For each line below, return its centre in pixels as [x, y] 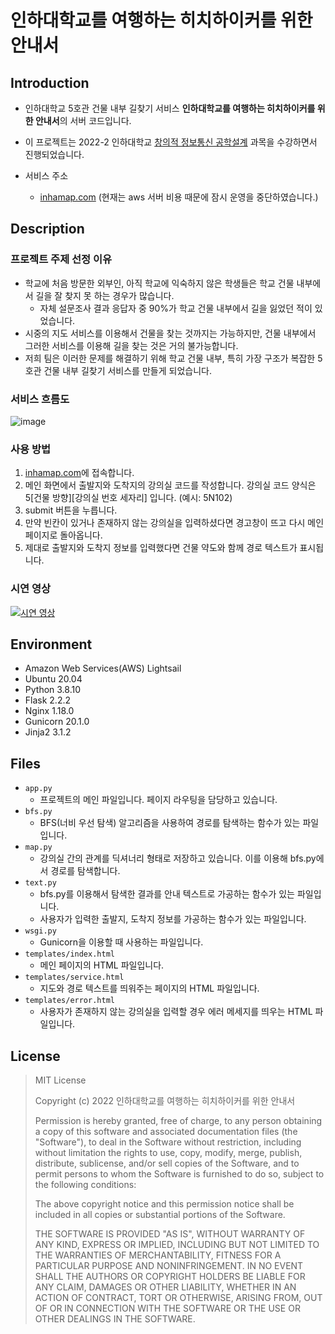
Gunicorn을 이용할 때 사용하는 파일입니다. [121, 942]
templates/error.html [69, 1001]
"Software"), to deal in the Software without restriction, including [168, 1142]
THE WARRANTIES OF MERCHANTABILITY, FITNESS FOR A [158, 1255]
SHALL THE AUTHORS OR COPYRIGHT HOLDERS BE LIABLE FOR [170, 1277]
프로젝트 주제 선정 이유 [61, 259]
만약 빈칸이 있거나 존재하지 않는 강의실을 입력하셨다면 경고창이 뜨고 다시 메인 [174, 523]
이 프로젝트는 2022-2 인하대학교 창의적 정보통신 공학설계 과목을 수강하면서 [171, 142]
